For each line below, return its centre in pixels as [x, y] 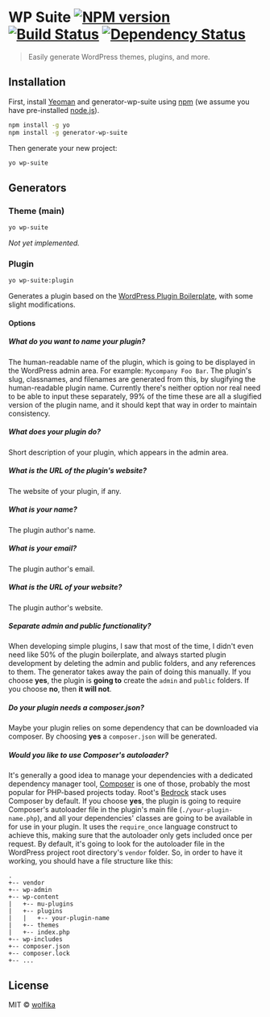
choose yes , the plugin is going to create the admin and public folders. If [129, 680]
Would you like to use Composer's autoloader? [89, 755]
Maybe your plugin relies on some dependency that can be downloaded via [134, 728]
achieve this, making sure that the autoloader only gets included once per [131, 835]
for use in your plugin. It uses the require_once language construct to [123, 827]
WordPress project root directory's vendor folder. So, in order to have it [126, 852]
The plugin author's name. [52, 529]
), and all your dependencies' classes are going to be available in [145, 818]
